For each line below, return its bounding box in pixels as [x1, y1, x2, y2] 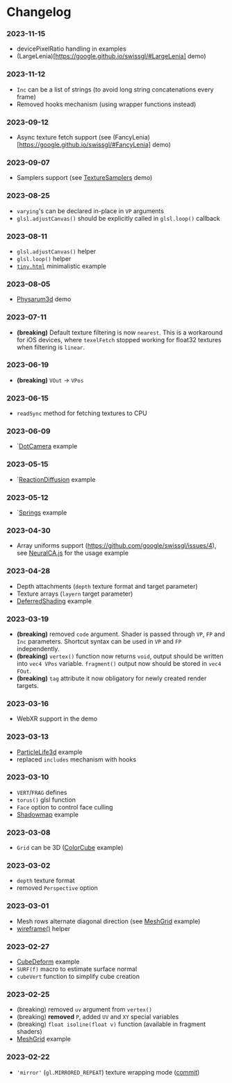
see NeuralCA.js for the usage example [16, 549, 129, 557]
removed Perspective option [16, 884, 98, 892]
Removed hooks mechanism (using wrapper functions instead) [16, 100, 197, 108]
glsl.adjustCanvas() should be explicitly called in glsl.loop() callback [16, 214, 220, 222]
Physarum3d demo [16, 295, 72, 303]
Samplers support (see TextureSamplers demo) [16, 174, 153, 182]
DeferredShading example [16, 596, 92, 605]
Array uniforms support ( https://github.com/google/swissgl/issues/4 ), [16, 541, 217, 550]
